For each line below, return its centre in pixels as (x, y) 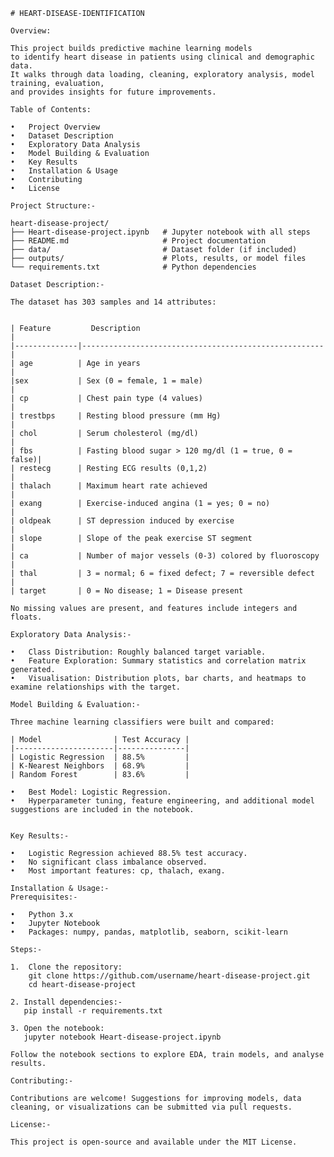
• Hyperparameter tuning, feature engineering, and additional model (162, 801)
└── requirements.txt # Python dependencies (133, 267)
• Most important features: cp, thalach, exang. (118, 871)
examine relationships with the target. (96, 687)
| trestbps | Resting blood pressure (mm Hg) (116, 416)
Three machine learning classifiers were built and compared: (142, 722)
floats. (26, 617)
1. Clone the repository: (66, 967)
